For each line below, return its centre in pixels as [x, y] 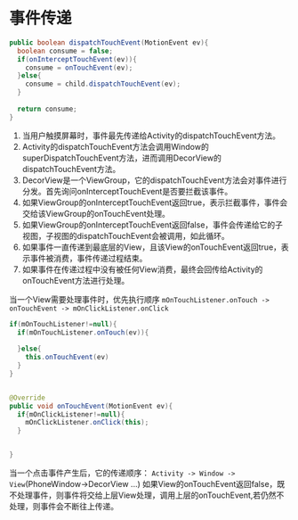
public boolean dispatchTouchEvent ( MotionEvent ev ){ [109, 42]
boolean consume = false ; [65, 51]
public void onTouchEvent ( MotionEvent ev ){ [91, 406]
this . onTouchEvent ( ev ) [67, 358]
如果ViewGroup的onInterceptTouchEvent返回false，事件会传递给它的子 [152, 225]
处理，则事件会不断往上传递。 [64, 507]
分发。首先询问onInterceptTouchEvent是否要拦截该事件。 [127, 191]
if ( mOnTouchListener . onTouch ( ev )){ [83, 332]
